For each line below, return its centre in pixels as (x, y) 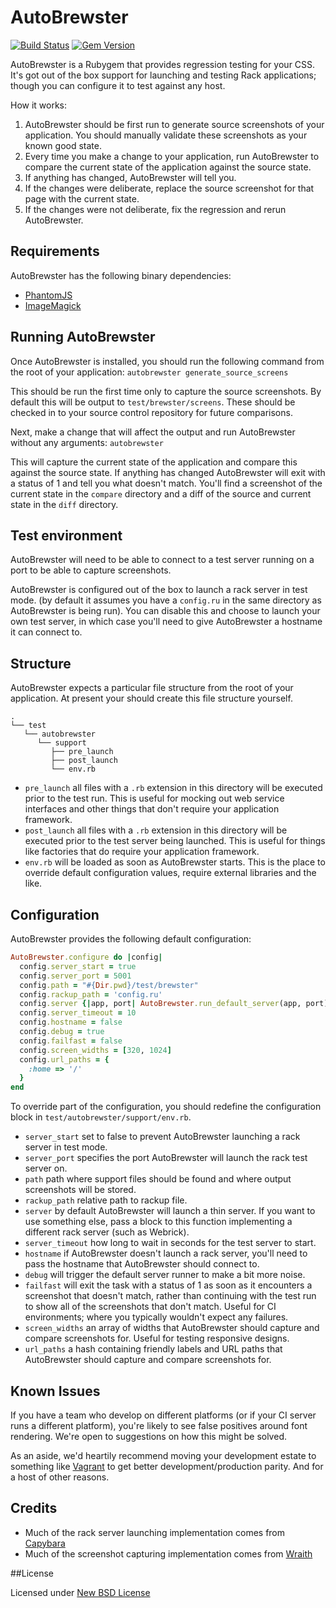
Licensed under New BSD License (80, 1592)
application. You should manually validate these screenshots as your (166, 135)
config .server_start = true (78, 966)
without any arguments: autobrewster (87, 442)
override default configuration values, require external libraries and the (170, 873)
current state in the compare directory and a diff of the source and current (161, 493)
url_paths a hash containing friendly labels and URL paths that (153, 1349)
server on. (46, 1168)
